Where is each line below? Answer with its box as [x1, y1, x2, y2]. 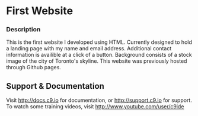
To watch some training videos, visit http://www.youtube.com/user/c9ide [6, 103, 184, 110]
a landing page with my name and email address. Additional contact [6, 45, 172, 52]
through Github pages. [6, 64, 61, 71]
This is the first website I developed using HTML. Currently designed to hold [6, 38, 193, 46]
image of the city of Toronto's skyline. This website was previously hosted [6, 57, 187, 65]
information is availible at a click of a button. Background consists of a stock [6, 51, 192, 59]
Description [6, 25, 41, 34]
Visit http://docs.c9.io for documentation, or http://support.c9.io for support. [6, 96, 193, 104]
